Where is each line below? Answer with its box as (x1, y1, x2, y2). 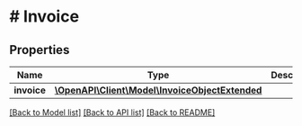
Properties (9, 42, 70, 58)
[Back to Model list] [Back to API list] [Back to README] (9, 107, 216, 118)
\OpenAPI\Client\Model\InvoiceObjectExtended (54, 84, 262, 96)
